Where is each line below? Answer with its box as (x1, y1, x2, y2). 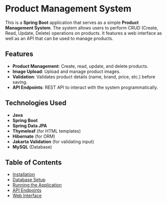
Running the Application (12, 182, 62, 188)
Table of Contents (5, 158, 62, 167)
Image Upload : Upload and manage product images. (12, 68, 121, 74)
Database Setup (12, 177, 46, 183)
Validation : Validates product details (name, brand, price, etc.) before (12, 73, 156, 80)
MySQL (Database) (12, 144, 52, 150)
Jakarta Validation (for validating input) (12, 138, 94, 145)
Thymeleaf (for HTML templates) (12, 128, 81, 134)
